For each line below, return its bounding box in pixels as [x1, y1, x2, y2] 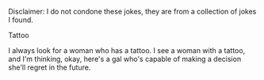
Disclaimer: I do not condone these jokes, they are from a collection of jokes [8, 7, 257, 16]
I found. [8, 15, 34, 25]
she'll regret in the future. [8, 63, 91, 72]
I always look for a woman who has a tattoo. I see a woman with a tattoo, [8, 46, 246, 55]
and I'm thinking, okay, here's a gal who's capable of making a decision [8, 55, 242, 63]
